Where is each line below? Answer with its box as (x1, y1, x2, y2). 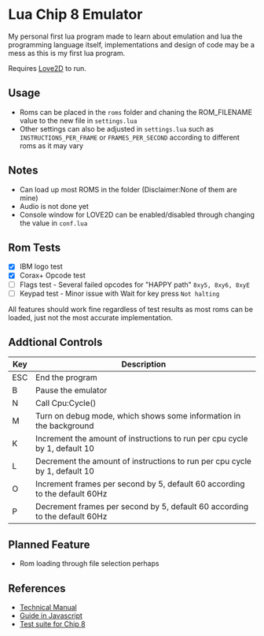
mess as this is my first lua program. (8, 48, 126, 58)
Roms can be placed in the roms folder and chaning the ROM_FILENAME (19, 107, 253, 117)
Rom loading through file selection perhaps (19, 559, 159, 568)
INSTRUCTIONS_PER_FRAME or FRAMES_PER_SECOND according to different (19, 132, 240, 142)
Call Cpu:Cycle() (35, 398, 97, 409)
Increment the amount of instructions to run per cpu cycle (35, 433, 248, 444)
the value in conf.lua (19, 218, 88, 228)
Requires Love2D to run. (8, 63, 86, 73)
